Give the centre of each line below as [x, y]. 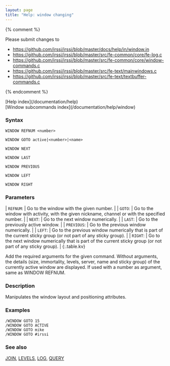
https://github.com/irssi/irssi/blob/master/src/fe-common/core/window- [88, 60]
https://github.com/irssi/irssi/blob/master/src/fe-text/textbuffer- [79, 76]
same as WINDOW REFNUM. [35, 273]
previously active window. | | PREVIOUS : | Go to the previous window [76, 225]
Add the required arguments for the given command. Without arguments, [82, 257]
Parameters [20, 197]
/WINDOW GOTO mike [25, 330]
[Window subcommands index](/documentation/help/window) [70, 107]
